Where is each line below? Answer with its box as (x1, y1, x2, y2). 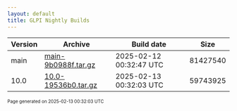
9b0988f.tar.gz (44, 60, 96, 70)
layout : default (7, 10, 55, 18)
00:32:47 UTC (115, 60, 164, 70)
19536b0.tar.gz (44, 80, 97, 90)
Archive (63, 39, 90, 49)
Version (11, 39, 38, 49)
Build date (131, 39, 167, 49)
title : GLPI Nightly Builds (7, 17, 90, 24)
